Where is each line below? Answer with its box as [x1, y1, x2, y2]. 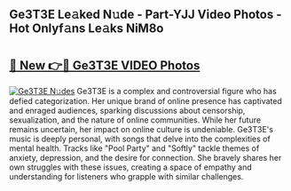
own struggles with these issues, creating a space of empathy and [9, 162, 252, 172]
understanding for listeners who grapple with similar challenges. [9, 171, 244, 181]
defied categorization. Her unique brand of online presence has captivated [9, 96, 282, 106]
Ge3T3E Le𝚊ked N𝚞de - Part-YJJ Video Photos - [9, 7, 282, 22]
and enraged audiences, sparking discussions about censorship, [9, 106, 246, 115]
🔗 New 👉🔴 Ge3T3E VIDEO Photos [9, 58, 201, 73]
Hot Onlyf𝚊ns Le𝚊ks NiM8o [9, 21, 164, 36]
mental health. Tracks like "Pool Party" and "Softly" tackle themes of [9, 143, 260, 154]
